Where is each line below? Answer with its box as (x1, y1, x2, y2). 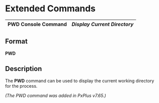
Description (5, 65, 42, 73)
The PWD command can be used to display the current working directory (5, 77, 155, 84)
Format (5, 37, 28, 46)
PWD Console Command (7, 21, 67, 28)
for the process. (5, 83, 38, 89)
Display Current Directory (71, 21, 134, 28)
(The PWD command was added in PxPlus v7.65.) (5, 92, 106, 99)
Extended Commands (5, 3, 96, 14)
